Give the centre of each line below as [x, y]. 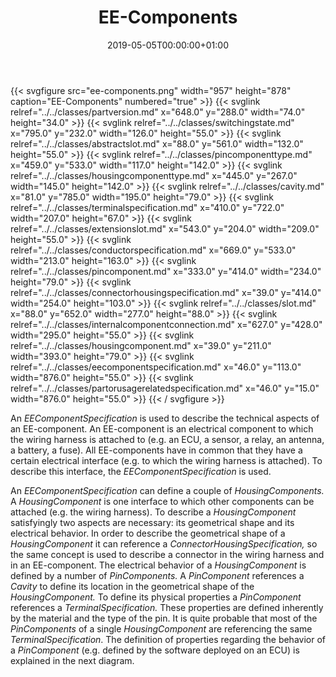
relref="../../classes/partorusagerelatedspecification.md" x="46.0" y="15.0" [165, 388]
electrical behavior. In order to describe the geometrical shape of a [148, 533]
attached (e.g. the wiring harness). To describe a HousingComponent [153, 512]
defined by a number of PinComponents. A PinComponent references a [157, 575]
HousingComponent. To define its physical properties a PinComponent [156, 597]
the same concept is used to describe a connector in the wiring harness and [167, 554]
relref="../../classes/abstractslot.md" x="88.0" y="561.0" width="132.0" [157, 143]
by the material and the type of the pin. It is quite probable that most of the [164, 618]
